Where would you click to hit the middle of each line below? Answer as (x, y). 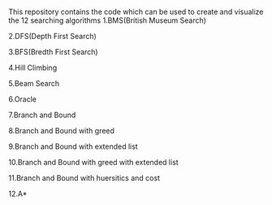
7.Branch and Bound (42, 115)
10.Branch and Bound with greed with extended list (93, 162)
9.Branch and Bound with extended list (73, 146)
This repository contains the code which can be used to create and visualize (136, 12)
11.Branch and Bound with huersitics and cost (84, 178)
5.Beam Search (34, 83)
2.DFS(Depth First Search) (53, 36)
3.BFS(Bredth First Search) (54, 52)
